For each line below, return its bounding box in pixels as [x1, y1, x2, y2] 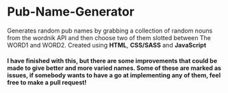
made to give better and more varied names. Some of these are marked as [7, 64, 221, 72]
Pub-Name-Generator [7, 4, 135, 20]
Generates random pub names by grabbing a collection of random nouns [7, 26, 213, 35]
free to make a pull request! [7, 78, 87, 86]
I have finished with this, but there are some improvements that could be [7, 56, 218, 64]
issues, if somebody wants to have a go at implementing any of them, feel [7, 71, 221, 79]
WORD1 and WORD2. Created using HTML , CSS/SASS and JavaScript [7, 41, 207, 49]
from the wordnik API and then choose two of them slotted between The [7, 33, 211, 41]
